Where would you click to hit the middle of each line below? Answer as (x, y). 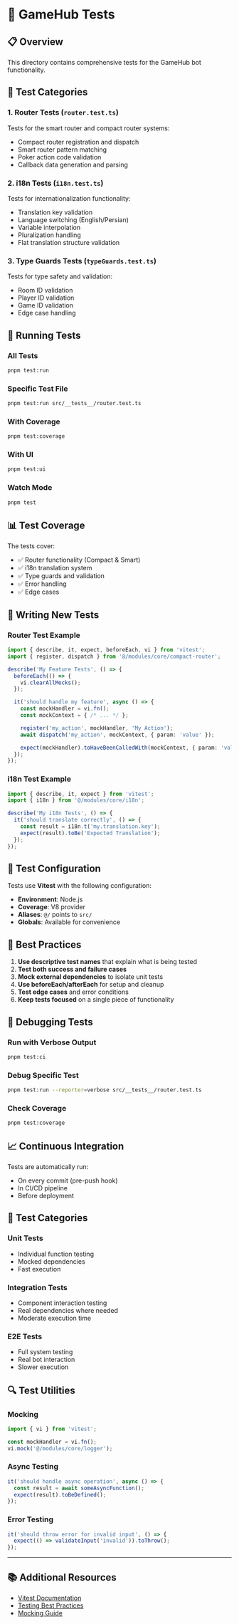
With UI (21, 455)
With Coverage (34, 421)
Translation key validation (55, 212)
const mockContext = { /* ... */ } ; (75, 716)
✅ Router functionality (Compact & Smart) (79, 560)
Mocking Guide (40, 1613)
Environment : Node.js (50, 899)
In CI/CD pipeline (42, 1188)
